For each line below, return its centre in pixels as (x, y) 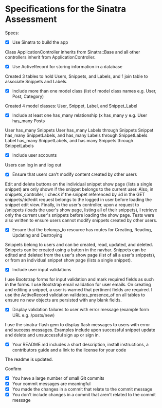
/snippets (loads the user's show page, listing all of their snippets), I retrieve (81, 210)
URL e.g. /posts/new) (33, 315)
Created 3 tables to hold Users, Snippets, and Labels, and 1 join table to (77, 76)
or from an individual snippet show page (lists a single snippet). (69, 260)
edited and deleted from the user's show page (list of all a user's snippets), (80, 255)
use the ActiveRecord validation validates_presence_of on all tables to (75, 295)
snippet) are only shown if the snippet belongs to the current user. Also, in (79, 189)
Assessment (31, 19)
